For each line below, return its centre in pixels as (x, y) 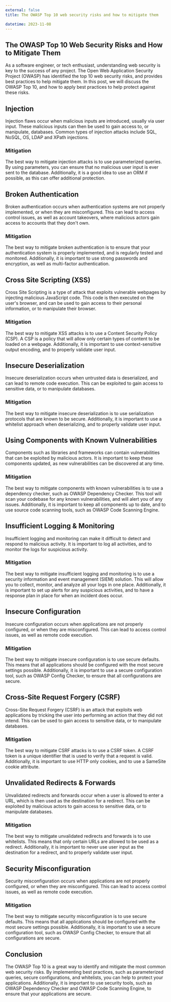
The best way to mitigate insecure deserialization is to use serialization (80, 413)
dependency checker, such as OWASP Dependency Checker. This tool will (83, 494)
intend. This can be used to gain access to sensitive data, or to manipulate (83, 720)
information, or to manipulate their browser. (51, 309)
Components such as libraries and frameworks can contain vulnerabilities (82, 453)
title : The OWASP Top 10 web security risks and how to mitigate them (82, 15)
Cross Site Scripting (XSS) (48, 280)
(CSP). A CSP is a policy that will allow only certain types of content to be (82, 339)
